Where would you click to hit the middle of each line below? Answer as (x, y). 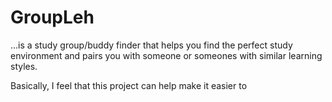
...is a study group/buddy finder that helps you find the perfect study (151, 45)
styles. (24, 66)
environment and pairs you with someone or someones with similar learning (166, 55)
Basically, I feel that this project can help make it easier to (129, 85)
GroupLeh (52, 17)
